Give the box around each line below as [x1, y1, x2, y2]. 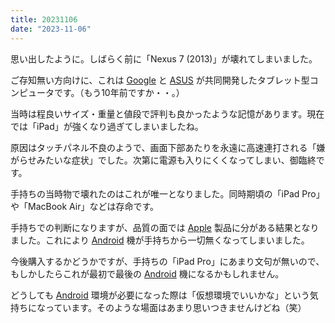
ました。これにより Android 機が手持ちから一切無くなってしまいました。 [10, 234, 310, 246]
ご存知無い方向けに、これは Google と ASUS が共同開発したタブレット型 [10, 74, 310, 86]
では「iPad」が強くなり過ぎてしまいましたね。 [10, 120, 204, 132]
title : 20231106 [10, 14, 78, 25]
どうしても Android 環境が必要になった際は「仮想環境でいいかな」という [10, 289, 310, 301]
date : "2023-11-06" [10, 24, 92, 34]
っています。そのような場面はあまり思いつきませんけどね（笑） [44, 301, 307, 313]
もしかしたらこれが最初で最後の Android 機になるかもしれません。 [10, 267, 285, 280]
